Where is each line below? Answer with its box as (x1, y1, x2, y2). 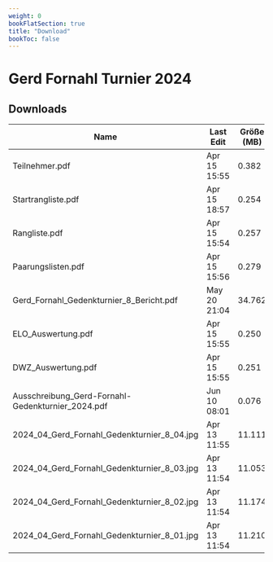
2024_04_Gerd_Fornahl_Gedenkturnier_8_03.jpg (12, 463, 199, 474)
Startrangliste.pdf (12, 194, 80, 205)
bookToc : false (8, 34, 60, 43)
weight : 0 (8, 11, 42, 20)
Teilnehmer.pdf (12, 160, 71, 172)
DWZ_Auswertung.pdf (12, 362, 97, 373)
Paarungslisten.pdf (12, 261, 85, 273)
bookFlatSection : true (8, 20, 85, 28)
